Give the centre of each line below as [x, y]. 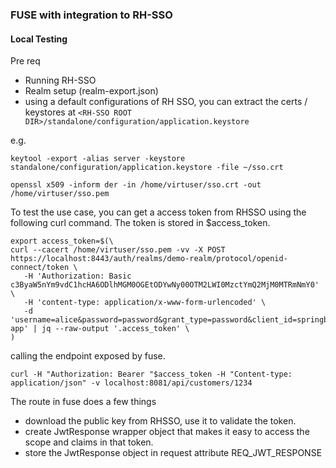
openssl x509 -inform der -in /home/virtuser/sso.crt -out [136, 185]
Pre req [25, 61]
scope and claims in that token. [89, 442]
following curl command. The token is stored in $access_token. [140, 223]
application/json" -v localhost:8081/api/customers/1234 [131, 383]
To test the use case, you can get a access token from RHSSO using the [158, 212]
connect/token [40, 268]
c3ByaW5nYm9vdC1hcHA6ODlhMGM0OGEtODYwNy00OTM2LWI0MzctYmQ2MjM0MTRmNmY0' [165, 285]
